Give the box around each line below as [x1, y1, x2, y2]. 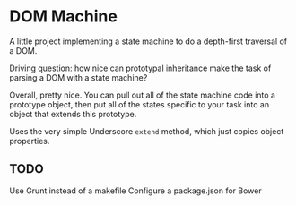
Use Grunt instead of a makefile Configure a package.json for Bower [9, 185, 262, 196]
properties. [9, 135, 50, 146]
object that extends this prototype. [9, 108, 137, 119]
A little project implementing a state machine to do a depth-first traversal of [9, 36, 288, 47]
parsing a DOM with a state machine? [9, 72, 148, 82]
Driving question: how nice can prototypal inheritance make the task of [9, 63, 272, 73]
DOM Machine [9, 6, 118, 27]
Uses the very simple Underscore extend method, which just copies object [9, 125, 284, 136]
